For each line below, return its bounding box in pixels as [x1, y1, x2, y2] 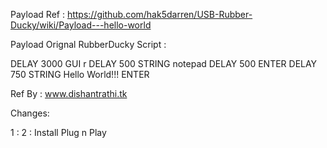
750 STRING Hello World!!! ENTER [10, 69, 150, 80]
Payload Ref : [10, 9, 65, 20]
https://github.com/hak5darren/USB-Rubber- [66, 9, 253, 20]
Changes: [10, 107, 50, 119]
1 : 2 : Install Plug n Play [10, 127, 107, 138]
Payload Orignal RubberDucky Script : [10, 39, 167, 50]
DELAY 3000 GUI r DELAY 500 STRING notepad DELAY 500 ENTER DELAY [10, 58, 318, 69]
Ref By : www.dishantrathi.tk [10, 88, 128, 99]
